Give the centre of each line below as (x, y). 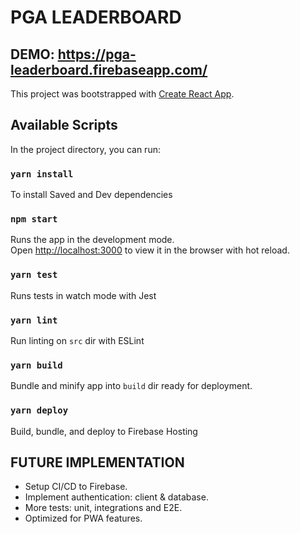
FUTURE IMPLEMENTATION (97, 462)
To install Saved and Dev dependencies (91, 195)
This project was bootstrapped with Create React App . (122, 94)
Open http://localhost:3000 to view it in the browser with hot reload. (150, 250)
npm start (34, 219)
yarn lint (34, 320)
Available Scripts (64, 125)
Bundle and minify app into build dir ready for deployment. (131, 386)
